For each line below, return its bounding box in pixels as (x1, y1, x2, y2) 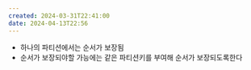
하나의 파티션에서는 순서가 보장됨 (19, 42, 124, 52)
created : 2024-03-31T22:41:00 (8, 11, 111, 20)
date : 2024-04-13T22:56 (8, 19, 89, 27)
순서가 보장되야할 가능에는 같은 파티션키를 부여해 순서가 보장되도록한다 (19, 52, 243, 62)
